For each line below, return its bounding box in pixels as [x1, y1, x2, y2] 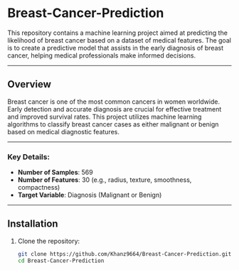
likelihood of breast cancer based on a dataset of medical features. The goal [7, 36, 231, 44]
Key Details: [7, 151, 50, 161]
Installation [7, 218, 58, 230]
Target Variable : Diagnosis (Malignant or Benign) [17, 190, 162, 200]
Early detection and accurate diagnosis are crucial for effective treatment [7, 104, 222, 113]
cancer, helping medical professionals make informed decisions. [7, 51, 196, 60]
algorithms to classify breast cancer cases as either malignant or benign [7, 119, 219, 129]
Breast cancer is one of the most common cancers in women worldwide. [7, 97, 221, 106]
